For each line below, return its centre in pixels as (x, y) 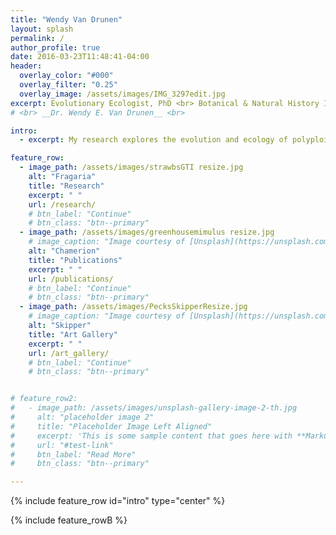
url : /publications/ (71, 279)
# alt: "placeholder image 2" (82, 417)
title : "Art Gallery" (73, 334)
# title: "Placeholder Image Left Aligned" (111, 426)
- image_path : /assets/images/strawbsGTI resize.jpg (131, 167)
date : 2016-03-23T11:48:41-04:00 (80, 57)
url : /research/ (62, 204)
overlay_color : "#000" (66, 76)
